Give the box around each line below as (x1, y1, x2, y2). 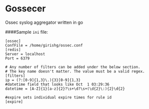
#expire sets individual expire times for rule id (5, 95, 112, 100)
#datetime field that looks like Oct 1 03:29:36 (5, 82, 110, 87)
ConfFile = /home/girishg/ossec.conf (5, 43, 83, 48)
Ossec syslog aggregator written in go (5, 19, 83, 25)
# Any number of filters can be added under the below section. (5, 64, 141, 69)
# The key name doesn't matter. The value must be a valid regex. (5, 69, 145, 74)
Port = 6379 (5, 55, 30, 61)
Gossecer (5, 3, 46, 14)
